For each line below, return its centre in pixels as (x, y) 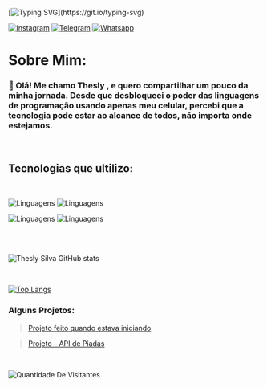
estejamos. (31, 126)
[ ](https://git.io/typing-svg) (76, 12)
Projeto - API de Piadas (66, 343)
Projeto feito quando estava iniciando (89, 328)
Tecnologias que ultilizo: (71, 168)
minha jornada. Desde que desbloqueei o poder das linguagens (133, 96)
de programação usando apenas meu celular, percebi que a (126, 106)
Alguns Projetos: (41, 311)
